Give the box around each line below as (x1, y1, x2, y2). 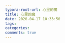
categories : (5, 26, 30, 31)
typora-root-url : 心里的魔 (5, 7, 58, 12)
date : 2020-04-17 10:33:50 (5, 16, 61, 21)
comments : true (5, 30, 36, 35)
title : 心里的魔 (5, 12, 35, 17)
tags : (5, 21, 16, 26)
